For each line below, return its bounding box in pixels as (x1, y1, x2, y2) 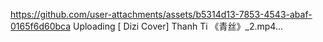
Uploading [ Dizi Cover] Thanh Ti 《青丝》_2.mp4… (72, 20, 284, 32)
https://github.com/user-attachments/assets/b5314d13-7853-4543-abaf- (10, 9, 313, 20)
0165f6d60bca (10, 20, 72, 32)
